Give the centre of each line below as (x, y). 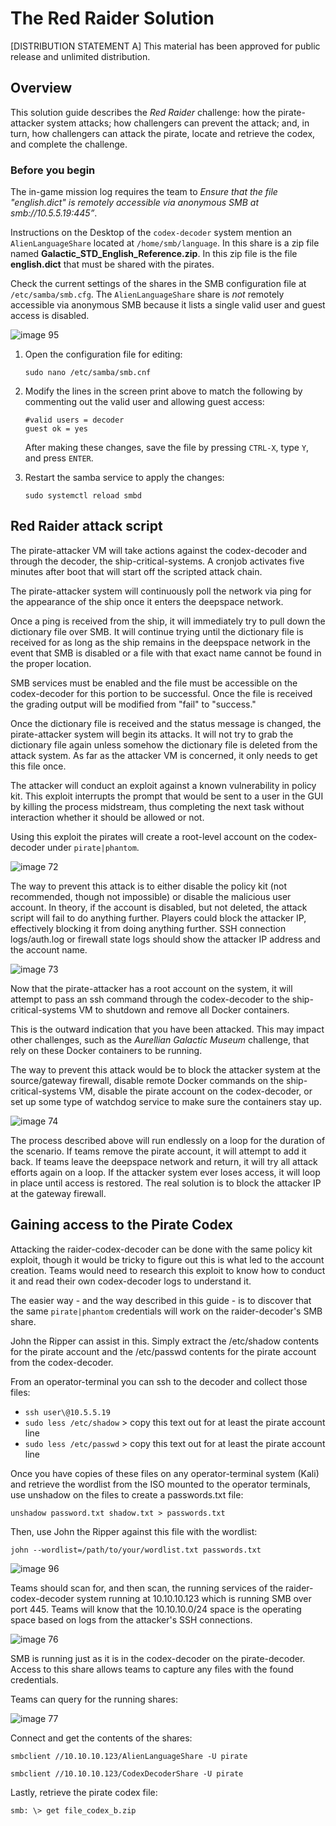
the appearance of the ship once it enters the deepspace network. (147, 601)
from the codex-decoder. (62, 1362)
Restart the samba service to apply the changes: (124, 478)
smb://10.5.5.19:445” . (54, 213)
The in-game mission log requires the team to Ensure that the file (144, 192)
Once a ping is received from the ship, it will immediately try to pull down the (168, 621)
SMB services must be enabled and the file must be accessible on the (154, 683)
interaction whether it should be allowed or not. (107, 817)
